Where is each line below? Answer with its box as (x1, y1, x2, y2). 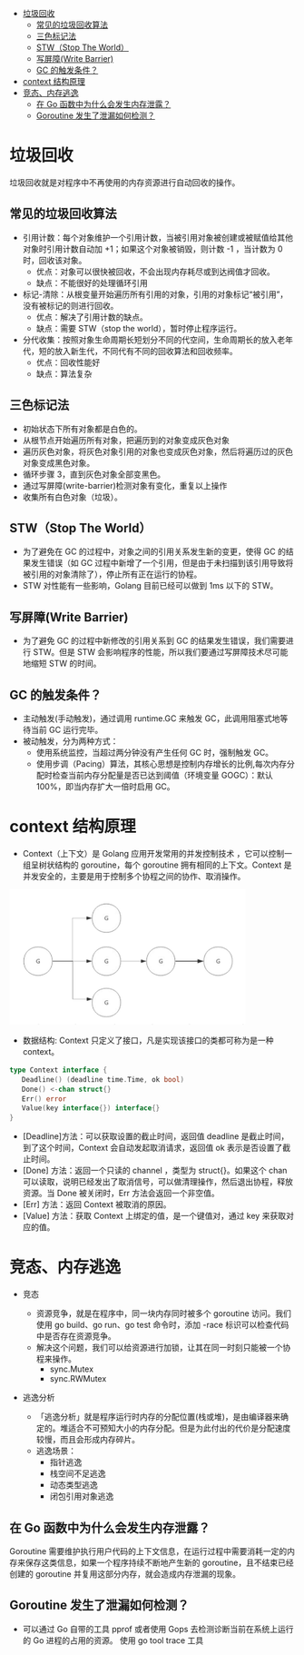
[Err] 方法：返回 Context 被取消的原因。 (22, 1199, 172, 1210)
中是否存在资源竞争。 (35, 1331, 116, 1342)
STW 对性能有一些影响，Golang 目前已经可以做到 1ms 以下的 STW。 (22, 580, 279, 591)
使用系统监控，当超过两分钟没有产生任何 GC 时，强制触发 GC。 (35, 748, 274, 758)
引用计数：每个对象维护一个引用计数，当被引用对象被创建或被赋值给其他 (22, 232, 293, 243)
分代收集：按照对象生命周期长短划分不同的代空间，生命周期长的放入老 (22, 334, 286, 345)
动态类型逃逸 (49, 1480, 98, 1491)
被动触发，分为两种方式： (22, 736, 119, 747)
